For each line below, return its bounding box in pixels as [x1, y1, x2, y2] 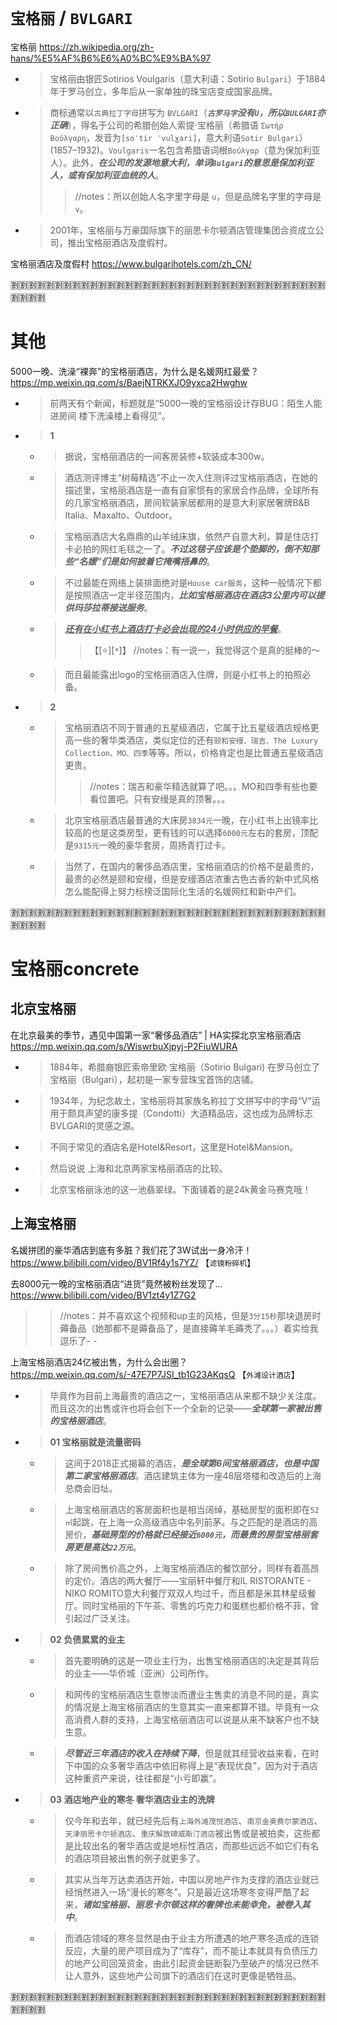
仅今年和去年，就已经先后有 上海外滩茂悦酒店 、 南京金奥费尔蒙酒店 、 [64, 1814, 323, 1826]
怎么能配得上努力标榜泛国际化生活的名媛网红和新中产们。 [64, 885, 302, 897]
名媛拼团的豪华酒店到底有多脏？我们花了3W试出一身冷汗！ [10, 1244, 253, 1256]
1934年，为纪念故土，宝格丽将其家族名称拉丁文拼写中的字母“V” [49, 1094, 312, 1106]
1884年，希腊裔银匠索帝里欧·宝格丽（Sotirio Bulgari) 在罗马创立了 [49, 1061, 321, 1073]
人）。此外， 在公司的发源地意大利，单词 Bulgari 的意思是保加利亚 [49, 156, 314, 168]
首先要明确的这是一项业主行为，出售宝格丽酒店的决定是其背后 [64, 1654, 320, 1666]
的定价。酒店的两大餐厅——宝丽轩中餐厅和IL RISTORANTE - [64, 1574, 312, 1586]
